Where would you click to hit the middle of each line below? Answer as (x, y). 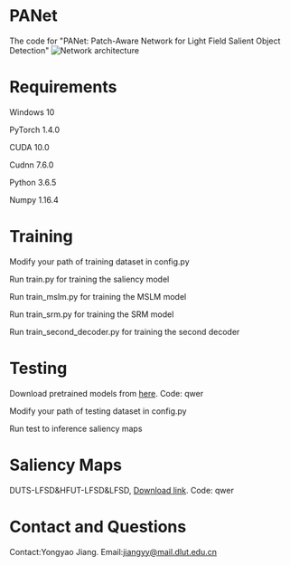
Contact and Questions (98, 527)
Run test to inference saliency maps (76, 428)
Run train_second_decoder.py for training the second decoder (125, 331)
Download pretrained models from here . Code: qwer (107, 393)
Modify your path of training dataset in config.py (99, 261)
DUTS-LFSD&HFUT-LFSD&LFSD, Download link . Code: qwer (122, 490)
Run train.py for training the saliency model (89, 279)
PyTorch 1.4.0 (35, 130)
